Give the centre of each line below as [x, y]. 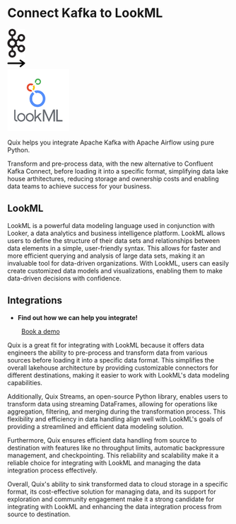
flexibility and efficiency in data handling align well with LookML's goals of [115, 418]
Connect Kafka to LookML [85, 13]
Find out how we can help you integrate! [77, 317]
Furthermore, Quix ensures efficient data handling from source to [102, 440]
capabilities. [25, 382]
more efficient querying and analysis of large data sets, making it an [106, 256]
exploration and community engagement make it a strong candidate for [111, 499]
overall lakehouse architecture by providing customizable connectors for [113, 368]
